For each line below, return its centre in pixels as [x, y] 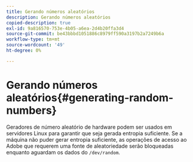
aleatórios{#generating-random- [90, 97]
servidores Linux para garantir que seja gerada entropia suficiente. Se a [94, 133]
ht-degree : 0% [24, 51]
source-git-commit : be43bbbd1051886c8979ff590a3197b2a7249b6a [85, 34]
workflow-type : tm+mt [33, 39]
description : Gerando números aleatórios [59, 17]
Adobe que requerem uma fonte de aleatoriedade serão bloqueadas [90, 146]
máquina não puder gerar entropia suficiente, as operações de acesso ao [96, 139]
